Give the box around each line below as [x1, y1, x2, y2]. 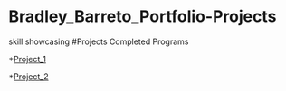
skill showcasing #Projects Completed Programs [8, 36, 189, 47]
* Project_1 [8, 53, 47, 64]
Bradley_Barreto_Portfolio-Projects [8, 6, 277, 27]
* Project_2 [8, 70, 49, 82]
